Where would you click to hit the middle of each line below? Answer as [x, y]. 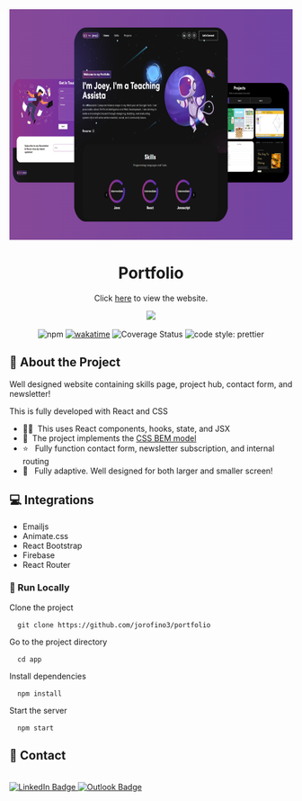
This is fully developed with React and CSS [89, 411]
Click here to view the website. [151, 298]
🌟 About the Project [65, 362]
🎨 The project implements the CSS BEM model [109, 438]
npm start [36, 728]
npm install [40, 693]
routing [36, 461]
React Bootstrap [52, 545]
